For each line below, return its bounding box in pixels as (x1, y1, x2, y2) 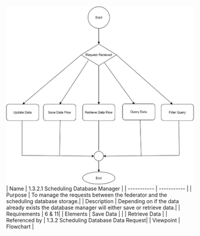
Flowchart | (6, 223, 34, 230)
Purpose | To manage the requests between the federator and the (6, 191, 168, 198)
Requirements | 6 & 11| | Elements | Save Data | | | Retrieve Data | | (6, 210, 168, 218)
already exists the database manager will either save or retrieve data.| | (6, 204, 180, 212)
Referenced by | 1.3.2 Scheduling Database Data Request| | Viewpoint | (6, 217, 180, 224)
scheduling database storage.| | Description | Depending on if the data (6, 198, 179, 205)
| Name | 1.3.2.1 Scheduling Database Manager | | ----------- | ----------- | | (6, 185, 192, 192)
